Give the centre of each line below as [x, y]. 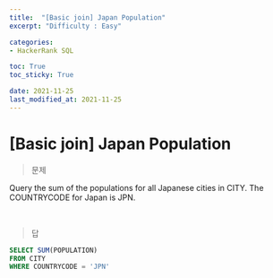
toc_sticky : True [42, 75]
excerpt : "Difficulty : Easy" [66, 26]
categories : [31, 42]
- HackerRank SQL [42, 50]
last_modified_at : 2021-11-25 [66, 100]
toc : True [28, 67]
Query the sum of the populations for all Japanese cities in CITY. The [136, 187]
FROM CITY [28, 258]
